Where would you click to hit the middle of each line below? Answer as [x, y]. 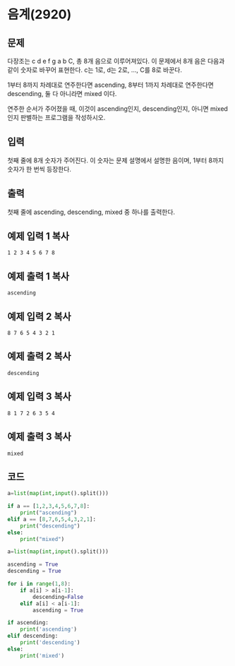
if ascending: [28, 623]
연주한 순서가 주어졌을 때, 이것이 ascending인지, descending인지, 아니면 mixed [117, 109]
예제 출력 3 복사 [40, 437]
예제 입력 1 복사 [38, 236]
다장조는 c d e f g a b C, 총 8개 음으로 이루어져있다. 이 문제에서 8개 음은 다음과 [116, 61]
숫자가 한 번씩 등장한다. [40, 169]
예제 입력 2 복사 [40, 316]
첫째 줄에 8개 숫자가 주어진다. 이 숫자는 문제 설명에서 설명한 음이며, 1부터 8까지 [116, 160]
